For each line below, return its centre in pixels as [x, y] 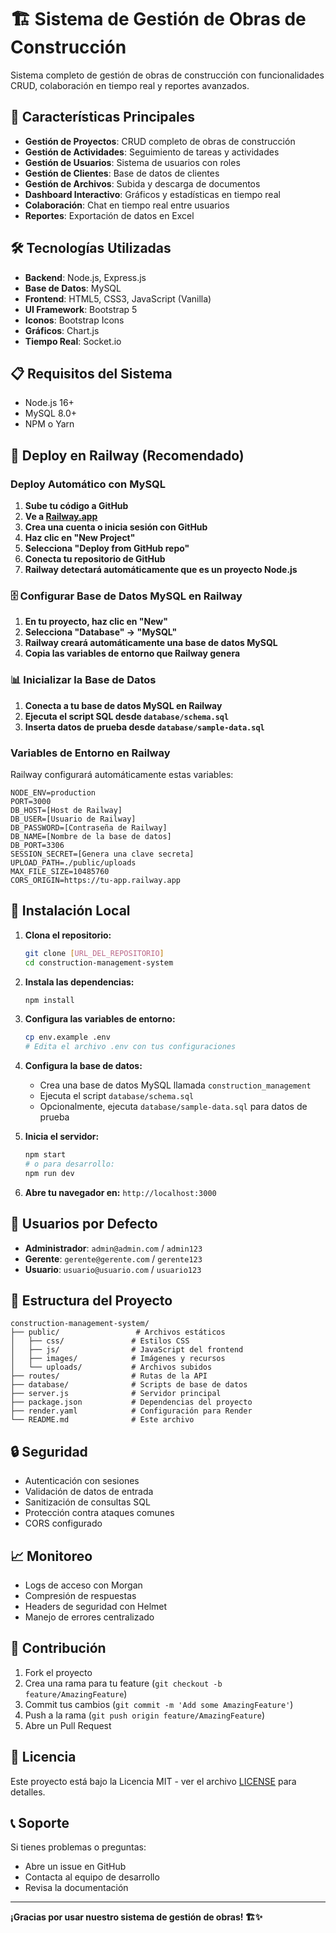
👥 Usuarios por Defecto [84, 1224]
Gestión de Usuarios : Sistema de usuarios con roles [132, 162]
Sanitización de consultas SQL [87, 1502]
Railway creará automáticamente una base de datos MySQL [151, 643]
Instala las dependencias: [79, 982]
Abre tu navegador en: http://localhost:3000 [120, 1192]
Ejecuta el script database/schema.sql [117, 1096]
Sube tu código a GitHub [76, 506]
